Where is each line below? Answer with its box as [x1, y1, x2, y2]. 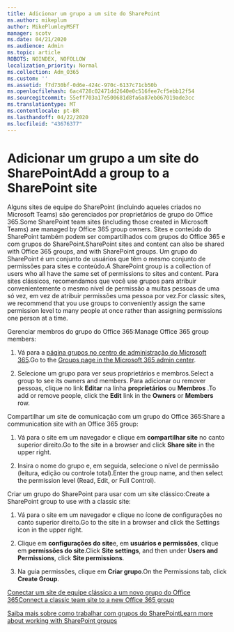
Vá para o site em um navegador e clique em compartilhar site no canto [17, 433, 225, 442]
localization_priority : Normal [7, 62, 98, 69]
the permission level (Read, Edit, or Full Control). [17, 477, 157, 485]
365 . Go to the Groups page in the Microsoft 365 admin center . [17, 356, 196, 364]
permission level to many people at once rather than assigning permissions [7, 307, 223, 315]
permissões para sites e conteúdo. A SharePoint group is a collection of [7, 262, 211, 270]
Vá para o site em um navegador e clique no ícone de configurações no [17, 511, 223, 519]
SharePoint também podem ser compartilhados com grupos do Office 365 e [7, 233, 226, 241]
